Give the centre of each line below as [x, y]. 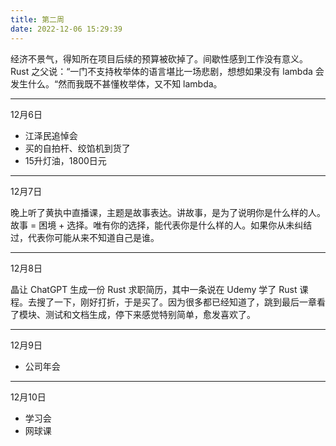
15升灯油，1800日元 [65, 160]
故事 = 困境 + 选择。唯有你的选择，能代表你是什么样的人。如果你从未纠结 [161, 225]
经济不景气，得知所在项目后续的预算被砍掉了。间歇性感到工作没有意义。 [159, 58]
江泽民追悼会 [51, 135]
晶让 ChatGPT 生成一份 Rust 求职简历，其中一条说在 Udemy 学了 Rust [154, 289]
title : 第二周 [37, 19]
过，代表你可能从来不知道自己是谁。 [85, 237]
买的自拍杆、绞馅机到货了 [77, 148]
